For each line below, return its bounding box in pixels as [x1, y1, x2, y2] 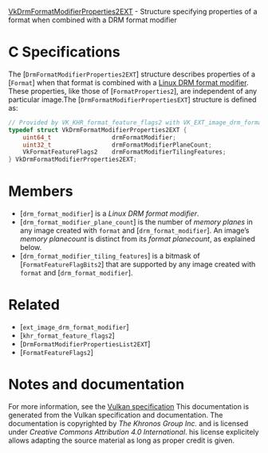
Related [8, 296, 60, 314]
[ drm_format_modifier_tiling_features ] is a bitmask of [19, 251, 201, 261]
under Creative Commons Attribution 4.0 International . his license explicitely [8, 428, 259, 436]
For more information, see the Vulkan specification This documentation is [8, 402, 250, 411]
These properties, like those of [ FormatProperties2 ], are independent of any [8, 86, 258, 96]
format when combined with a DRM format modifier [8, 15, 178, 25]
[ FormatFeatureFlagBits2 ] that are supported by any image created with [19, 260, 256, 269]
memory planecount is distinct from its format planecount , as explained [19, 234, 255, 244]
